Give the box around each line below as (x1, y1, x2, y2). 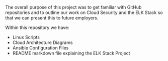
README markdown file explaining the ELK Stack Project (12, 50, 130, 56)
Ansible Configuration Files (12, 45, 69, 50)
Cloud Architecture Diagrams (12, 39, 73, 45)
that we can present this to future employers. (5, 15, 99, 20)
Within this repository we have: (5, 24, 69, 30)
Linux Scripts (12, 34, 40, 40)
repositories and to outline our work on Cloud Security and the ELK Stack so (5, 9, 163, 15)
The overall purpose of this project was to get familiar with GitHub (5, 4, 142, 10)
